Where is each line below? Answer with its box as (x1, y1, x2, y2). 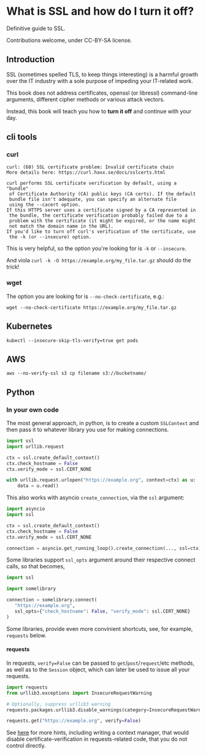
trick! (6, 263, 20, 271)
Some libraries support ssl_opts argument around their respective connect (6, 556, 196, 563)
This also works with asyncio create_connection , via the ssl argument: (6, 494, 185, 501)
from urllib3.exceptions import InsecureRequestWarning (6, 690, 152, 696)
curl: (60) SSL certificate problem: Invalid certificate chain (6, 164, 174, 170)
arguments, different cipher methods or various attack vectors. (6, 95, 165, 103)
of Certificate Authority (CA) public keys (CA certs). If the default (9, 191, 196, 197)
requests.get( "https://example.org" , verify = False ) (6, 718, 141, 724)
